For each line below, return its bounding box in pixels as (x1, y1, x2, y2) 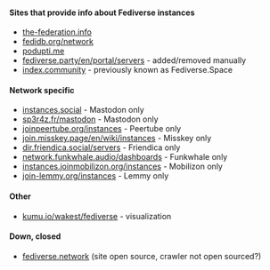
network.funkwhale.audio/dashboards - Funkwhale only (21, 152, 228, 163)
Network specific (9, 84, 75, 95)
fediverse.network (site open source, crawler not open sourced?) (21, 250, 262, 261)
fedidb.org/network (21, 36, 94, 47)
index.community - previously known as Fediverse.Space (21, 65, 233, 75)
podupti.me (21, 45, 65, 57)
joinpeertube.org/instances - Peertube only (21, 123, 182, 134)
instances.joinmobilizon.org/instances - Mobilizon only (21, 161, 223, 172)
